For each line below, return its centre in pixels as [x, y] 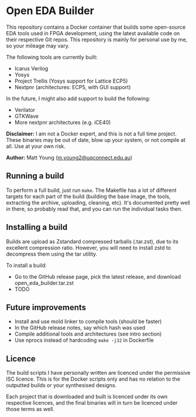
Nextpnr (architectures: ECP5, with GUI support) [73, 87]
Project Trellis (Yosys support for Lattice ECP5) [71, 81]
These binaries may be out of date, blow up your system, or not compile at [96, 140]
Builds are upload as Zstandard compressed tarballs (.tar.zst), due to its [92, 241]
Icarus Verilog [31, 68]
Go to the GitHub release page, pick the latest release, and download [98, 276]
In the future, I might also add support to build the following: [78, 99]
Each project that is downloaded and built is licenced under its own [87, 396]
